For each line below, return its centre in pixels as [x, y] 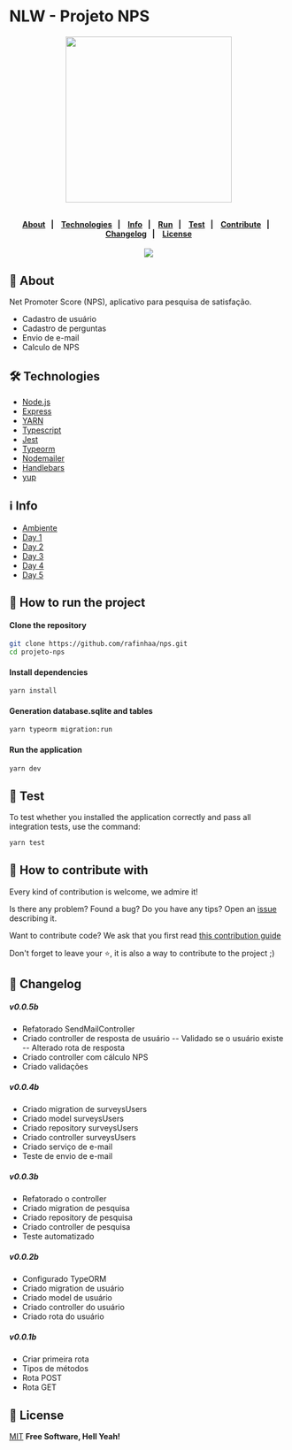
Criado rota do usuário [63, 1316]
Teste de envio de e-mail [67, 1156]
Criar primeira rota [56, 1359]
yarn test [27, 843]
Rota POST [42, 1378]
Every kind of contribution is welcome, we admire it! [104, 892]
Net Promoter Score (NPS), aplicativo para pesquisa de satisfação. [131, 302]
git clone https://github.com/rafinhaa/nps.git [99, 644]
